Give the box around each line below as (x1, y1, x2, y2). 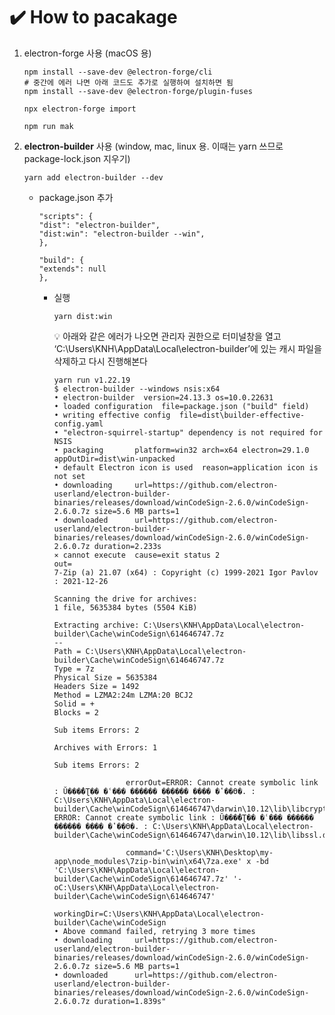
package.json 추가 (38, 191, 114, 203)
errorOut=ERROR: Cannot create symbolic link (125, 777, 319, 788)
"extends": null (38, 264, 107, 274)
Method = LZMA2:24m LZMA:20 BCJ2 (53, 690, 194, 700)
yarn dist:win (53, 311, 113, 321)
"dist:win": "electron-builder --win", (38, 229, 206, 239)
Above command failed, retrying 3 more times (62, 926, 256, 936)
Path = (53, 646, 82, 656)
